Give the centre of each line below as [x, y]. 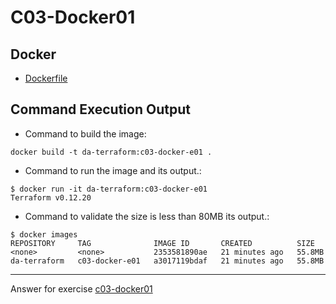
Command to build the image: [85, 133]
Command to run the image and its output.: [113, 170]
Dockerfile [46, 78]
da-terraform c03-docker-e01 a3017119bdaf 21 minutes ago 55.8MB [167, 261]
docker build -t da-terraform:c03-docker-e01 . [111, 152]
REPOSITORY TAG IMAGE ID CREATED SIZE [162, 243]
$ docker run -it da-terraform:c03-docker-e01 [109, 189]
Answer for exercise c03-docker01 [81, 288]
